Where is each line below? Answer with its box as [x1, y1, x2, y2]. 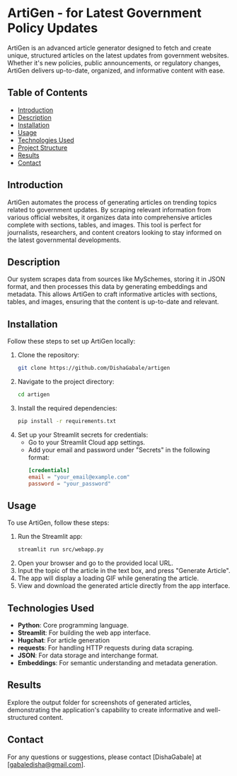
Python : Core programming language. [17, 621, 129, 629]
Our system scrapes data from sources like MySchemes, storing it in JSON [7, 275, 226, 283]
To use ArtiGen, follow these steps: [7, 518, 110, 527]
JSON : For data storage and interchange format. [17, 651, 159, 660]
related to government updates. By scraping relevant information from [7, 205, 212, 214]
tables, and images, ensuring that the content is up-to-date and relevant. [7, 297, 219, 306]
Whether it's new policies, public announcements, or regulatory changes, [7, 58, 221, 67]
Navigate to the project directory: [17, 378, 115, 386]
